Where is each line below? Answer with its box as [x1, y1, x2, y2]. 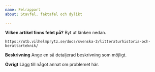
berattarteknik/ [5, 43, 38, 48]
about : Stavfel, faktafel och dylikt [5, 12, 83, 17]
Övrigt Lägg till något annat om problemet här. [5, 61, 99, 67]
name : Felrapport [5, 7, 41, 12]
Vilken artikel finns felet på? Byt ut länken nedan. [5, 29, 107, 35]
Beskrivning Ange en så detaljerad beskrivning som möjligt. [5, 52, 127, 58]
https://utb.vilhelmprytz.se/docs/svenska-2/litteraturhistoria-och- [5, 39, 151, 44]
